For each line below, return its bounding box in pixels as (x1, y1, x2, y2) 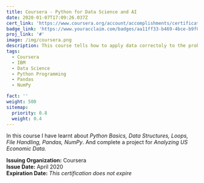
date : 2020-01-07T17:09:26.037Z (6, 15, 88, 21)
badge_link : (6, 25, 36, 32)
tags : (6, 48, 20, 55)
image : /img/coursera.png (6, 37, 72, 43)
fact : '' (6, 93, 29, 99)
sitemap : (6, 104, 29, 110)
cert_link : (6, 20, 34, 26)
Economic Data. (6, 145, 47, 152)
